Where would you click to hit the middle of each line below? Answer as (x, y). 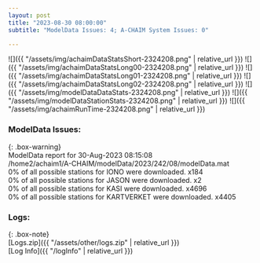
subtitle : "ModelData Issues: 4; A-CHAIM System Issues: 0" (109, 30)
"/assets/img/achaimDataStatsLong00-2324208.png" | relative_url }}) (131, 68)
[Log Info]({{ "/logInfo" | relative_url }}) (71, 250)
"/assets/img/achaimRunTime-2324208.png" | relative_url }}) (107, 109)
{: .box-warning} (35, 147)
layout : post (29, 15)
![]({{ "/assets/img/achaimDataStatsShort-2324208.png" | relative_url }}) (126, 59)
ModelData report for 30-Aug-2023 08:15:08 (81, 155)
